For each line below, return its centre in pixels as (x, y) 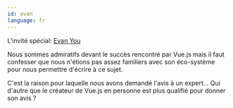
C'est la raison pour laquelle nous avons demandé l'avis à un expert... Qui (114, 83)
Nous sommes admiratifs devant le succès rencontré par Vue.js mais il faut (116, 54)
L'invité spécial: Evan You (44, 40)
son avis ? (22, 98)
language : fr (26, 20)
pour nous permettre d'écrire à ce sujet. (65, 69)
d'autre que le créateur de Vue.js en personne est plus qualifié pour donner (116, 90)
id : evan (20, 14)
